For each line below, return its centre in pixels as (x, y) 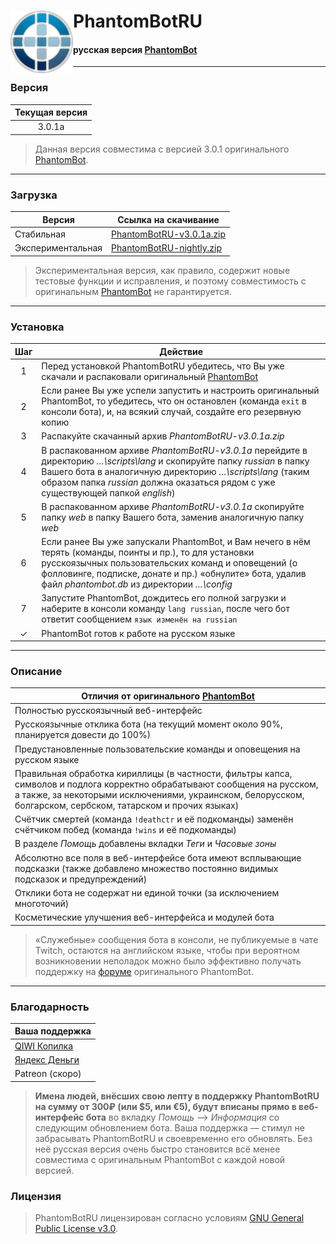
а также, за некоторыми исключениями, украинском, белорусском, (159, 794)
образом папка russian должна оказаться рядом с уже (158, 482)
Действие (181, 351)
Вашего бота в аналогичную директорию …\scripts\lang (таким (175, 471)
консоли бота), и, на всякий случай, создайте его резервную (171, 412)
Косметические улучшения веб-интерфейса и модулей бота (144, 917)
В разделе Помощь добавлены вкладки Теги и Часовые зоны (145, 844)
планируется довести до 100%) (83, 735)
